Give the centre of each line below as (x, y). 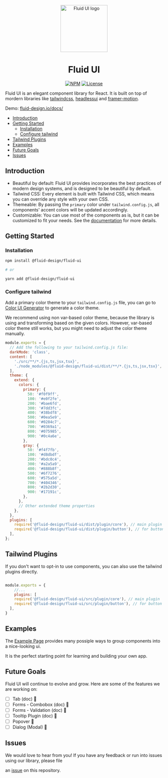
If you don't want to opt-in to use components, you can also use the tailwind (83, 566)
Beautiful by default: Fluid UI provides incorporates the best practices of (87, 183)
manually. (15, 334)
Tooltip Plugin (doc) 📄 (35, 716)
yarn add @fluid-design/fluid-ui (40, 279)
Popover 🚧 (23, 721)
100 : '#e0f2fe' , (44, 399)
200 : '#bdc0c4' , (44, 459)
